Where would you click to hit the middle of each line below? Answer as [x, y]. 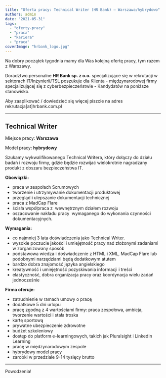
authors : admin [21, 14]
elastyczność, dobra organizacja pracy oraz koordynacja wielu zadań [83, 275]
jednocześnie [26, 280]
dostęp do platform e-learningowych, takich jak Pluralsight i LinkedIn [82, 336]
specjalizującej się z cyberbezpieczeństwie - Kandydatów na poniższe [77, 86]
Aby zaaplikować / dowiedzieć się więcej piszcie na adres [64, 101]
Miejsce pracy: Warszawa [32, 138]
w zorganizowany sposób [38, 249]
